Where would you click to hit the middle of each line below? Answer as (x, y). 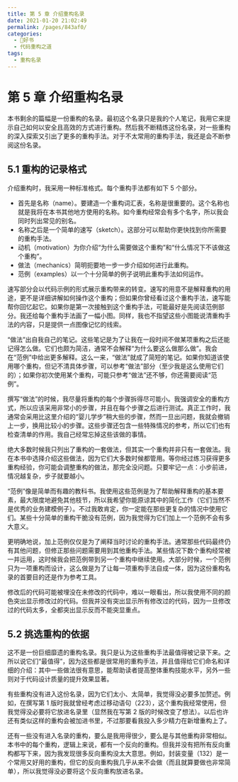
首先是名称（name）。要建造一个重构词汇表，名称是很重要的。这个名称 (120, 203)
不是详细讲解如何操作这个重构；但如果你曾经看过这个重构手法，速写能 (128, 298)
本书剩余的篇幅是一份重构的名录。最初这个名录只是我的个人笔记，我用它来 (116, 118)
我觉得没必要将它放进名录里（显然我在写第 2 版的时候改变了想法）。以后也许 (118, 712)
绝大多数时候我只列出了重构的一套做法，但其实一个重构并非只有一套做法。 (116, 449)
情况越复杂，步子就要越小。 (48, 476)
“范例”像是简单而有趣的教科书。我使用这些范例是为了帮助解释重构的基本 (113, 491)
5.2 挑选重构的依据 (49, 634)
